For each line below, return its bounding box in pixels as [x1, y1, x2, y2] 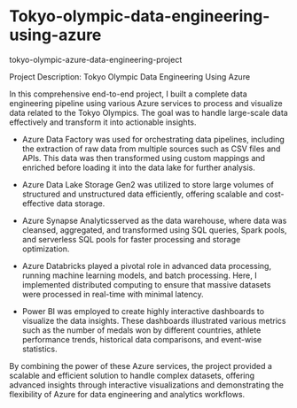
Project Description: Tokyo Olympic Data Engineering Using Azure [9, 71, 251, 81]
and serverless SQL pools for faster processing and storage [21, 234, 241, 244]
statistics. [21, 343, 58, 354]
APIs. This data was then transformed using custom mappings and [21, 152, 266, 163]
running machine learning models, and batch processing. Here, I [21, 270, 257, 281]
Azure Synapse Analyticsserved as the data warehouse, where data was [21, 215, 287, 226]
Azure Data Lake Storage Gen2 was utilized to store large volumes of [21, 179, 275, 189]
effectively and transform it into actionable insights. [9, 117, 197, 127]
